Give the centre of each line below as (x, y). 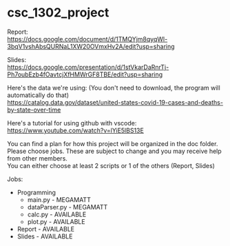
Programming (36, 192)
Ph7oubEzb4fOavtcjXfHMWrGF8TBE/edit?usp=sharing (85, 74)
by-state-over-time (34, 110)
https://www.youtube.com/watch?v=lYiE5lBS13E (76, 130)
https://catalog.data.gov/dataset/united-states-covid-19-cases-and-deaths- (115, 102)
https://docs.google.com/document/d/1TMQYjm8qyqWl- (87, 39)
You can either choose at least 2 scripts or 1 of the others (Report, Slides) (111, 165)
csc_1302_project (58, 13)
